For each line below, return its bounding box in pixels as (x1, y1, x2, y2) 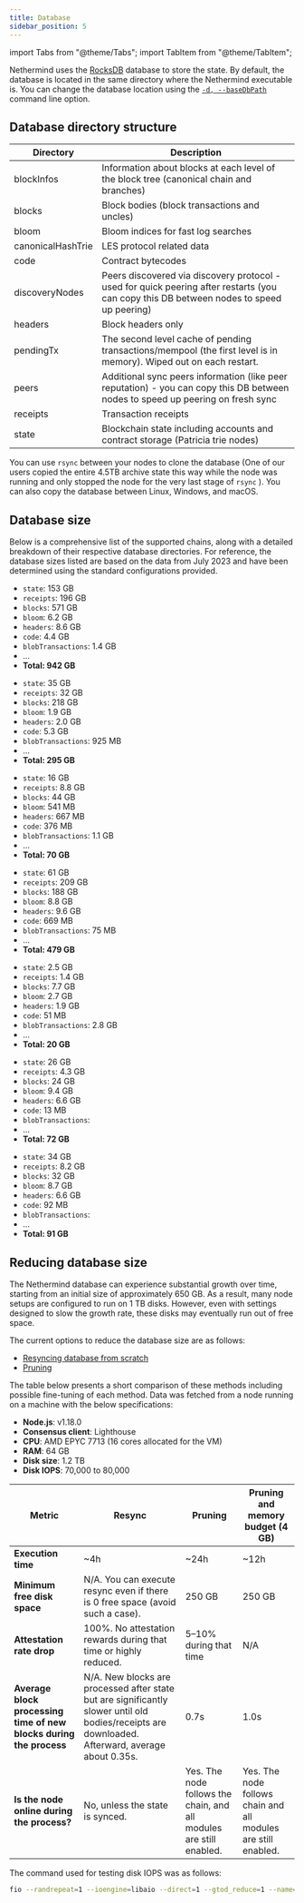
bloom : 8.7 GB (22, 1181, 73, 1192)
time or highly (83, 1644, 142, 1657)
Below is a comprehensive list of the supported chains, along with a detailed (9, 536, 294, 547)
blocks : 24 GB (22, 1076, 75, 1087)
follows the (185, 1787, 233, 1800)
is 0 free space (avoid (83, 1595, 176, 1608)
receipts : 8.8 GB (22, 782, 86, 793)
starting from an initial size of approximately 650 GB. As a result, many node (9, 1288, 293, 1299)
